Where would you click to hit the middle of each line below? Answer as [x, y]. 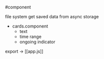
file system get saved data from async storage [52, 16]
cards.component [30, 26]
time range [30, 37]
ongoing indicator [37, 42]
